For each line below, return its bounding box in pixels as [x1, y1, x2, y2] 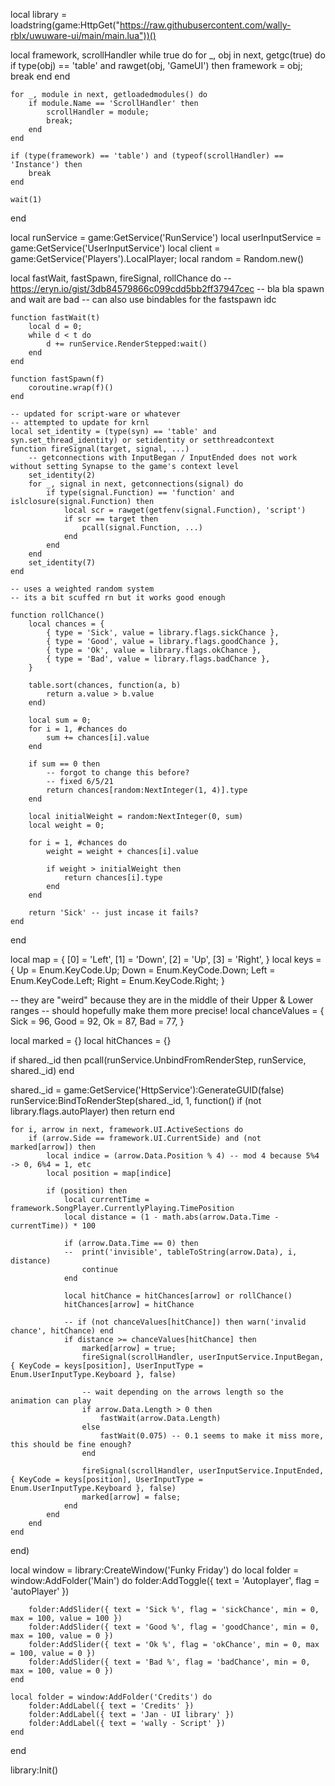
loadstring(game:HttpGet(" [10, 19, 120, 31]
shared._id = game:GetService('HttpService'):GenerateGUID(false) [10, 1084, 285, 1096]
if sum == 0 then [28, 759, 101, 769]
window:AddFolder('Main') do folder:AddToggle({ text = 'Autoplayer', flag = [10, 1575, 320, 1586]
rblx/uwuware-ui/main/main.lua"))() [10, 30, 157, 41]
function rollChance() [10, 610, 105, 620]
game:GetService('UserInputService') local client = [10, 242, 221, 254]
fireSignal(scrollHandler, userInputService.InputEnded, [81, 1466, 325, 1476]
